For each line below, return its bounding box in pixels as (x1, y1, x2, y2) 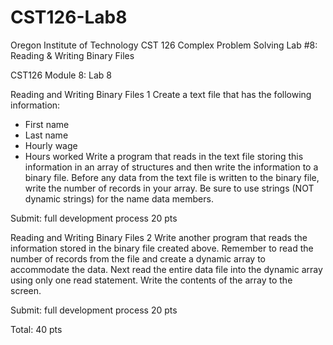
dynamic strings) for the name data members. (24, 192, 214, 205)
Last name (24, 129, 69, 141)
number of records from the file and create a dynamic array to (10, 252, 266, 265)
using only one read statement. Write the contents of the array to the (10, 274, 293, 286)
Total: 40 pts (10, 323, 63, 335)
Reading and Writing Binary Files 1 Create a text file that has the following (10, 88, 312, 100)
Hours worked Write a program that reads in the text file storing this (24, 150, 304, 162)
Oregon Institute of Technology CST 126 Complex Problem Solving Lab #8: (10, 39, 318, 51)
